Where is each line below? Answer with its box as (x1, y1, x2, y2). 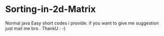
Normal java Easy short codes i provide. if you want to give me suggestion (5, 20, 159, 26)
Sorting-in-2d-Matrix (5, 3, 96, 15)
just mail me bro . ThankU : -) (5, 25, 66, 31)
